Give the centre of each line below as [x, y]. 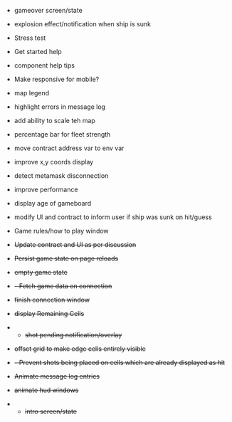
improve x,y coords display [54, 162]
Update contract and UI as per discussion [75, 244]
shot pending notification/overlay [73, 335]
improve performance [46, 189]
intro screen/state [51, 411]
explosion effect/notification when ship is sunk [83, 24]
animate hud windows [46, 390]
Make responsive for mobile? [57, 79]
